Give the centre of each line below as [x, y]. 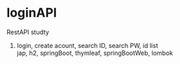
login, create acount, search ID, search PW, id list [87, 45]
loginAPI [32, 13]
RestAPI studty [28, 32]
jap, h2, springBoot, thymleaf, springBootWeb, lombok [95, 53]
